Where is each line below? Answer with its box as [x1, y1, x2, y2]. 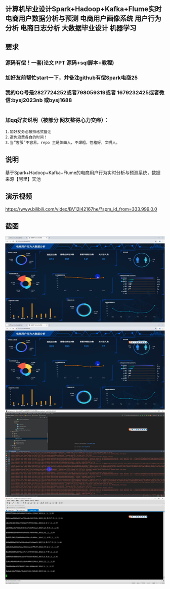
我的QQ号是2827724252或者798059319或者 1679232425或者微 [5, 89, 164, 96]
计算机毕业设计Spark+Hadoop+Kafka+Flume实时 [5, 5, 162, 14]
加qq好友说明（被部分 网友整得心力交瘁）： [5, 116, 109, 123]
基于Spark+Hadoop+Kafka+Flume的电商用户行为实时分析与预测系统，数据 [5, 169, 161, 176]
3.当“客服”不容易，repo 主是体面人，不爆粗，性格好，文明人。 [5, 140, 120, 146]
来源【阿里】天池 [5, 176, 41, 182]
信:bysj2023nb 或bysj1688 [5, 96, 72, 103]
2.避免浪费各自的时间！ [5, 135, 48, 140]
